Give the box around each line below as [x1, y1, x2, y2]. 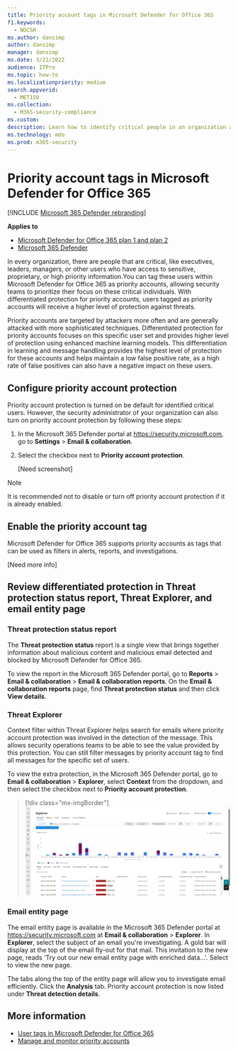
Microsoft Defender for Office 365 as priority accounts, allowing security [7, 280, 220, 289]
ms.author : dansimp [7, 34, 65, 41]
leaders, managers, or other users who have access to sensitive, [7, 265, 196, 273]
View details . [7, 692, 47, 700]
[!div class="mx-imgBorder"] [24, 799, 110, 807]
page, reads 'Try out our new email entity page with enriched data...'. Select [7, 953, 229, 961]
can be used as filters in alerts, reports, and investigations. [7, 547, 178, 555]
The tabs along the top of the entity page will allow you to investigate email [7, 974, 226, 982]
